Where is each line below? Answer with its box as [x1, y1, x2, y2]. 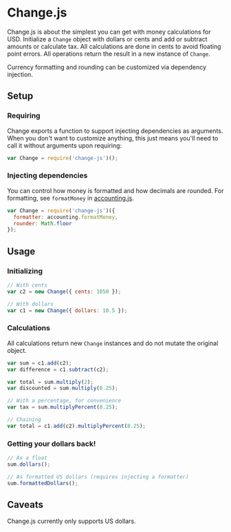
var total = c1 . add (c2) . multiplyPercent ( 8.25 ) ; [7, 422, 146, 429]
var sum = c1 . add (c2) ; [7, 360, 72, 367]
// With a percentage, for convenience [7, 398, 122, 405]
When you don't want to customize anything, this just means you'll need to [7, 134, 219, 142]
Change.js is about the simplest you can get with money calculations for [7, 28, 211, 36]
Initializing [7, 266, 43, 276]
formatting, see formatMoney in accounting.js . [7, 194, 134, 202]
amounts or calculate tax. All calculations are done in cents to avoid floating [7, 42, 221, 50]
